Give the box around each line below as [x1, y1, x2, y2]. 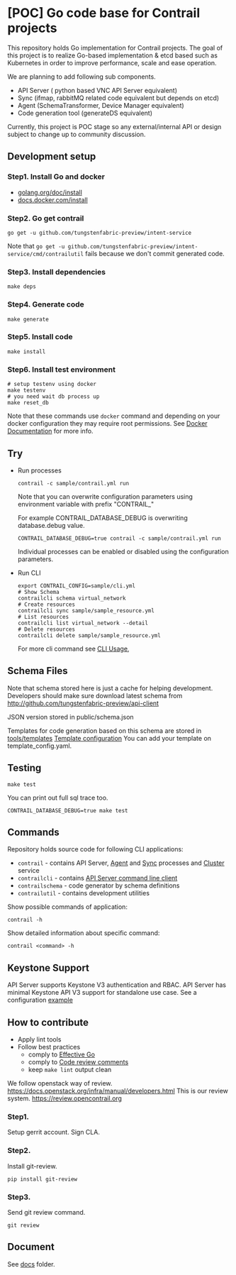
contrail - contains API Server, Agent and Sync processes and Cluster [17, 859, 225, 867]
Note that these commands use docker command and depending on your [7, 412, 220, 420]
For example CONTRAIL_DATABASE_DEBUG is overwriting [17, 513, 188, 522]
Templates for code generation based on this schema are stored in [7, 726, 202, 735]
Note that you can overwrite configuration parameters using [17, 492, 193, 501]
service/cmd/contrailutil [7, 250, 84, 258]
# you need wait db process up [7, 393, 100, 400]
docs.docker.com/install [17, 195, 89, 204]
